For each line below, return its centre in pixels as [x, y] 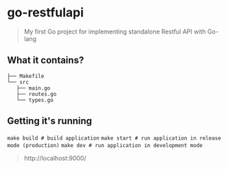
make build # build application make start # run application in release [114, 138]
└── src [18, 82]
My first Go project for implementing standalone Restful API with [115, 31]
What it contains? [46, 61]
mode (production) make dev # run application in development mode [105, 145]
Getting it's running [50, 121]
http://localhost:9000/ [55, 158]
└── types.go [35, 100]
